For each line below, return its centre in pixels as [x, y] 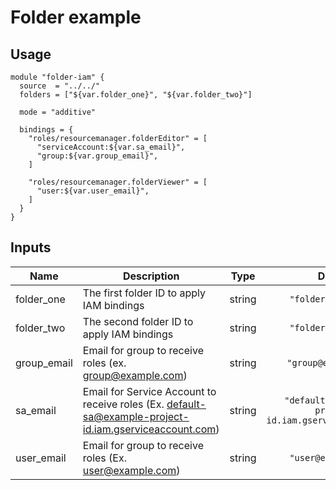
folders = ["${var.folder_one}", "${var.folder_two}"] [136, 95]
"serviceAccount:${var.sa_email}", [111, 147]
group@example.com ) [135, 375]
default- [186, 404]
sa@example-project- [136, 416]
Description [151, 276]
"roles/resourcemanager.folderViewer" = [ [118, 182]
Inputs [31, 247]
